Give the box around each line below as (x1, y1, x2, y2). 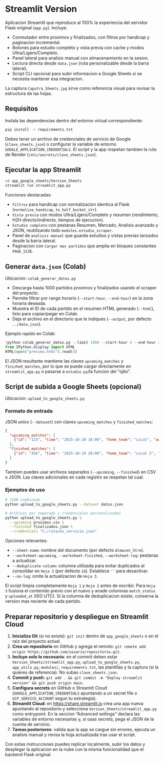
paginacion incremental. (12, 39, 61, 45)
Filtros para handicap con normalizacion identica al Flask (12, 201, 130, 207)
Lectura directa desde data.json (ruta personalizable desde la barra (12, 60, 149, 66)
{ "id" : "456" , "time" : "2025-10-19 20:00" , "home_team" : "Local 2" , (14, 451, 156, 456)
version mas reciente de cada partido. (5, 598, 82, 604)
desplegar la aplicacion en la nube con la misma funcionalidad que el (5, 746, 144, 752)
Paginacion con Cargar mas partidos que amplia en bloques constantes (12, 243, 157, 249)
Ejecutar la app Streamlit (5, 166, 82, 174)
